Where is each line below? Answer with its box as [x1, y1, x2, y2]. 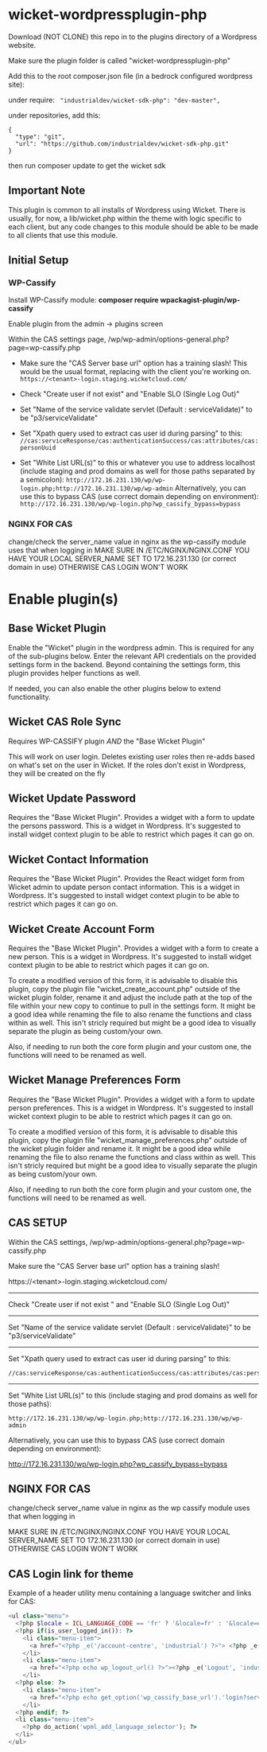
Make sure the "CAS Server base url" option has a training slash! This [19, 358, 248, 368]
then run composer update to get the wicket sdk [8, 161, 166, 170]
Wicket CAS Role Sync [8, 715, 122, 729]
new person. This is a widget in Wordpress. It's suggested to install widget [8, 951, 252, 961]
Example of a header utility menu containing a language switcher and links [8, 1588, 252, 1598]
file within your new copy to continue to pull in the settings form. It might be [8, 1001, 256, 1010]
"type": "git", [15, 133, 66, 141]
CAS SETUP [8, 1216, 68, 1230]
